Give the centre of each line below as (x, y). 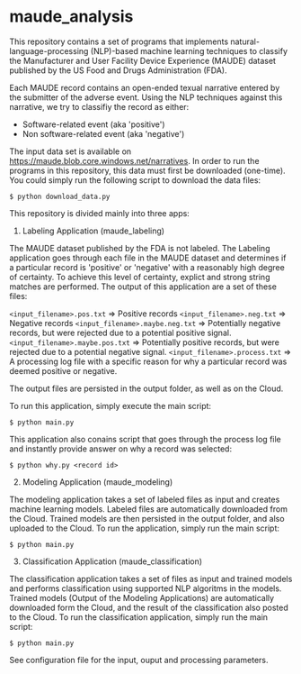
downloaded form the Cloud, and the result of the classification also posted (149, 607)
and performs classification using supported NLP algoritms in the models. (146, 588)
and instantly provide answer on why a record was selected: (120, 449)
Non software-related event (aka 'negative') (103, 133)
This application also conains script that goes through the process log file (145, 439)
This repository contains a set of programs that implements (119, 41)
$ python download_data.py (60, 196)
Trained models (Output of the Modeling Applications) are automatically (142, 597)
